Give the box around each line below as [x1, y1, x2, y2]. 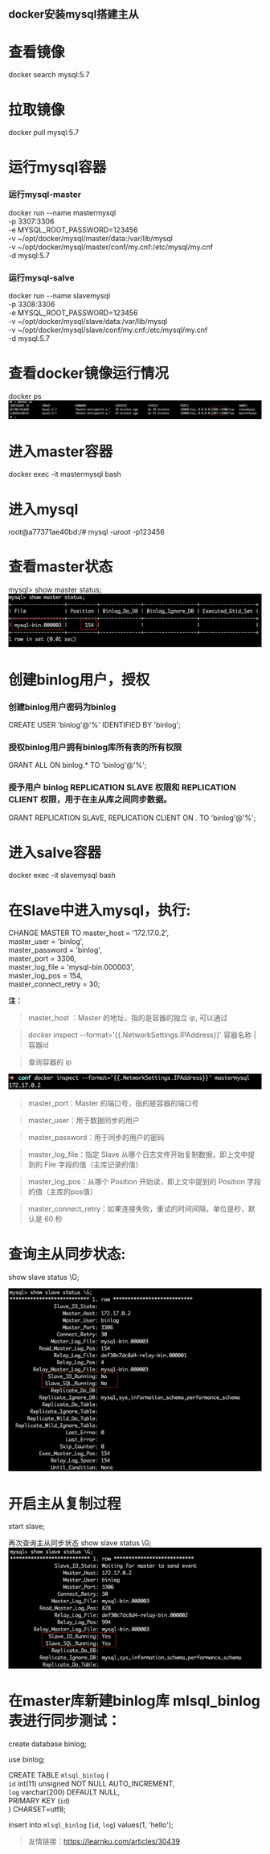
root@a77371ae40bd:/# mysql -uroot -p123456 [8, 527, 165, 537]
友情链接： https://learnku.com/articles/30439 [27, 1836, 181, 1846]
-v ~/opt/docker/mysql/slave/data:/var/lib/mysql [8, 317, 168, 326]
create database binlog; [8, 1739, 87, 1749]
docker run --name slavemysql [8, 291, 111, 301]
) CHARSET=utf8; [8, 1804, 67, 1814]
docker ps [8, 391, 42, 400]
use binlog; [8, 1754, 46, 1764]
